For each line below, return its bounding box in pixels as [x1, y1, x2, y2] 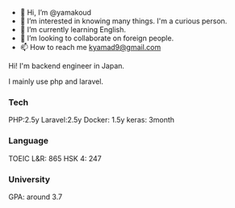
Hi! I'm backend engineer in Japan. [8, 61, 125, 70]
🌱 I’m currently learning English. [19, 25, 127, 34]
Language [8, 135, 49, 147]
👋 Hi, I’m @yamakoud [19, 8, 91, 17]
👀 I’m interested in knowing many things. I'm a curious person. [19, 16, 228, 26]
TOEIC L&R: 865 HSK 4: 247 [8, 153, 103, 163]
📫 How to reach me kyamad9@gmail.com [19, 43, 162, 52]
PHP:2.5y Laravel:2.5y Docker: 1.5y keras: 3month [8, 115, 175, 125]
